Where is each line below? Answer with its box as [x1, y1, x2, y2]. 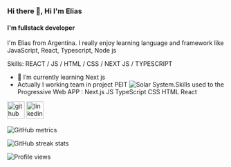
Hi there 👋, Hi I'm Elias [7, 6, 82, 16]
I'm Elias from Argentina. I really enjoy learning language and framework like [7, 39, 225, 47]
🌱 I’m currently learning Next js [17, 73, 106, 82]
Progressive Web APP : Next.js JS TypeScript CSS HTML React [17, 88, 197, 96]
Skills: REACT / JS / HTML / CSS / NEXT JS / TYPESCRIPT [7, 60, 173, 68]
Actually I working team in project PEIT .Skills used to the [17, 80, 225, 89]
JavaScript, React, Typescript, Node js [7, 46, 117, 55]
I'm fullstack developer [7, 24, 75, 32]
